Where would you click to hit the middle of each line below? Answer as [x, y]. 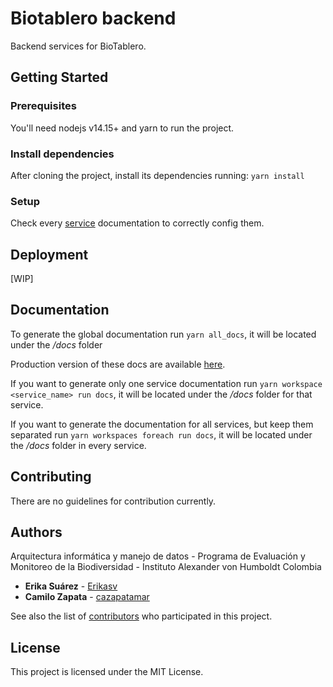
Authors [36, 532]
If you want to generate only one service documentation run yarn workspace [166, 383]
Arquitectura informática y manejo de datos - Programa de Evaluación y [158, 556]
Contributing [51, 477]
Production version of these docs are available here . [118, 364]
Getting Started [59, 77]
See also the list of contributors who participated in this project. [141, 616]
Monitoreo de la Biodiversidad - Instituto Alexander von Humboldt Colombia [166, 567]
